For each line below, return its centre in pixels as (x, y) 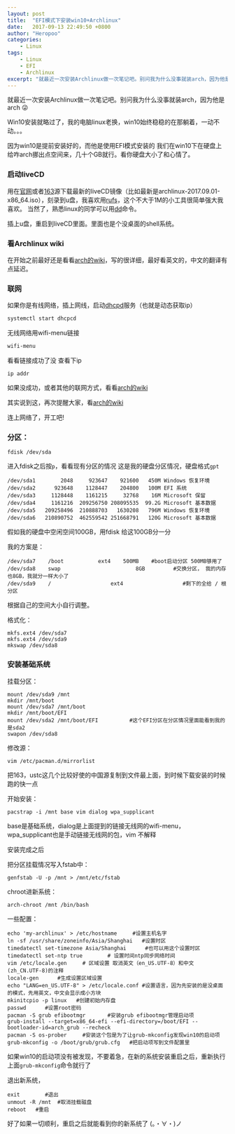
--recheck (97, 1027)
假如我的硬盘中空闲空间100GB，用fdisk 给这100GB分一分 (89, 532)
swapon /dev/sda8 (33, 734)
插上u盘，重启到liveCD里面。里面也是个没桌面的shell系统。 (93, 223)
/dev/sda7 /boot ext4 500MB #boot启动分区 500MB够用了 (115, 562)
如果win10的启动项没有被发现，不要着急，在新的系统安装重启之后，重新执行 (116, 1056)
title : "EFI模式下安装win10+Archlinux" (64, 20)
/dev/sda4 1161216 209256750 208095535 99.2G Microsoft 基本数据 (112, 503)
